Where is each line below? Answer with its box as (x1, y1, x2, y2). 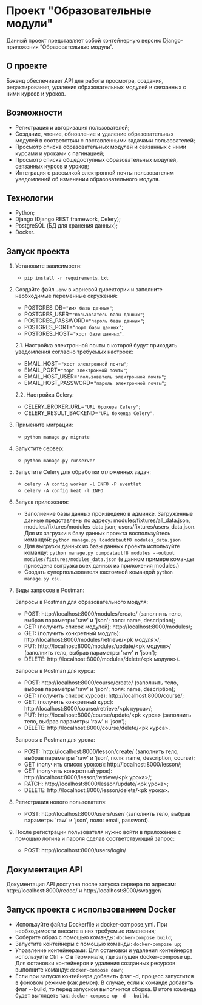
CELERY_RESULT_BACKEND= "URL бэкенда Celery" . (24, 409, 155, 417)
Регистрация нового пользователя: (15, 798, 107, 806)
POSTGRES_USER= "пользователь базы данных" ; (24, 311, 144, 318)
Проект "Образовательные (6, 4, 152, 18)
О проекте (6, 61, 47, 71)
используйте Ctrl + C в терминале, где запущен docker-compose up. (15, 953, 192, 960)
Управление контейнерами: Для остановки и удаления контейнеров (15, 947, 193, 954)
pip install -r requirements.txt (24, 275, 109, 282)
